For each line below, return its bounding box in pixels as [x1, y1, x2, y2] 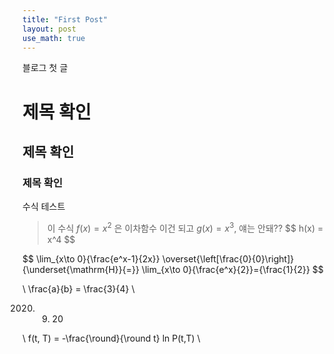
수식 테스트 [22, 201, 66, 213]
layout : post [22, 24, 77, 34]
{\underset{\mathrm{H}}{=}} [22, 263, 140, 275]
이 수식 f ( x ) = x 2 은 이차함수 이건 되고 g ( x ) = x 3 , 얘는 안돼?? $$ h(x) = [46, 221, 324, 234]
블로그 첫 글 [22, 62, 69, 74]
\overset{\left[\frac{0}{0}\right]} [161, 252, 295, 265]
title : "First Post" [22, 14, 109, 25]
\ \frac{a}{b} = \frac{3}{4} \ [22, 282, 135, 295]
